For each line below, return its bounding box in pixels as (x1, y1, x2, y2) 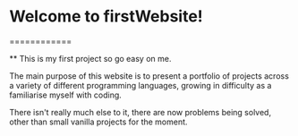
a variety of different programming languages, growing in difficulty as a (9, 80, 272, 90)
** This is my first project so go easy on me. (9, 53, 172, 64)
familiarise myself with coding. (9, 89, 123, 100)
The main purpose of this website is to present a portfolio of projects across (9, 70, 289, 81)
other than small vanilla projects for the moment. (9, 116, 188, 127)
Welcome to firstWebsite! (9, 6, 203, 27)
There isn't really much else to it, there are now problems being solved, (9, 106, 271, 117)
